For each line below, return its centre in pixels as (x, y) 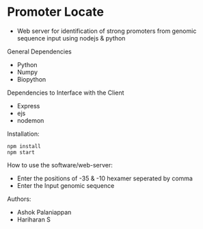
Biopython (31, 79)
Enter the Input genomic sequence (66, 185)
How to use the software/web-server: (60, 165)
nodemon (30, 120)
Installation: (23, 134)
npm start (21, 152)
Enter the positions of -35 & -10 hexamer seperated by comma (105, 178)
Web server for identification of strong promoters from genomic (107, 31)
